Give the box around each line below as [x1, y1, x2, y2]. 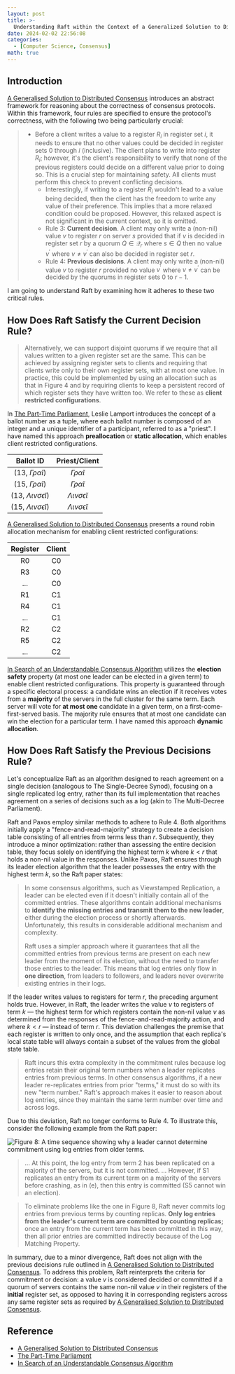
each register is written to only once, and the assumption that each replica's [7, 1030, 227, 1038]
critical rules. [7, 294, 45, 302]
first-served [7, 709, 42, 718]
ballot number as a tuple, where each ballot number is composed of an [7, 417, 211, 425]
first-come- [190, 702, 223, 710]
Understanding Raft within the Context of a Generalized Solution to [13, 23, 220, 30]
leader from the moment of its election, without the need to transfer [24, 956, 219, 965]
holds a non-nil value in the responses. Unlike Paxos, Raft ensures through [7, 855, 222, 863]
